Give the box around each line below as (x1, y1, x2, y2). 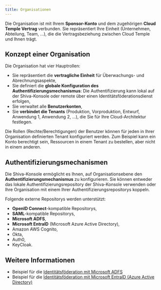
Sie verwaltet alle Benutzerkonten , (12, 103, 83, 110)
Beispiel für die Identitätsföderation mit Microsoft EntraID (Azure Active (12, 274, 155, 280)
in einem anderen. (5, 144, 41, 150)
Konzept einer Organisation (5, 50, 90, 58)
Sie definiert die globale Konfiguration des (12, 83, 99, 89)
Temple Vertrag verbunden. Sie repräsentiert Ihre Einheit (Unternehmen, (5, 25, 151, 32)
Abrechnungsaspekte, (12, 77, 57, 83)
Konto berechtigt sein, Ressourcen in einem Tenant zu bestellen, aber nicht (5, 139, 156, 145)
